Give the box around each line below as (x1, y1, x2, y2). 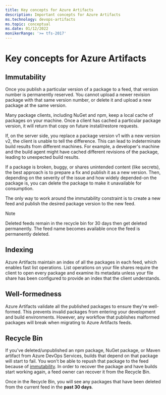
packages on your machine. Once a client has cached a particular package (5, 117, 161, 123)
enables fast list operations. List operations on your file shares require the (5, 264, 158, 271)
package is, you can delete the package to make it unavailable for (5, 180, 142, 186)
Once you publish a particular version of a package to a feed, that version (5, 86, 158, 92)
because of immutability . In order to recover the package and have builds (5, 364, 157, 370)
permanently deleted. (5, 231, 50, 237)
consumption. (5, 186, 34, 191)
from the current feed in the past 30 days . (5, 384, 93, 390)
